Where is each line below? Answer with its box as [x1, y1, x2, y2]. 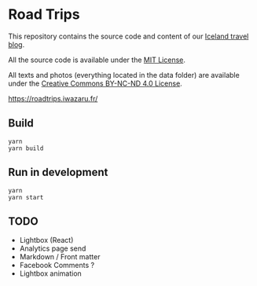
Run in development [8, 166, 108, 179]
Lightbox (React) [19, 236, 74, 245]
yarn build [8, 144, 44, 152]
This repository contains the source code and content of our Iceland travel [8, 31, 249, 41]
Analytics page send [19, 244, 86, 253]
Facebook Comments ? [19, 261, 95, 270]
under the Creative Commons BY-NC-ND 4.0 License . [8, 79, 182, 88]
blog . [8, 39, 25, 49]
